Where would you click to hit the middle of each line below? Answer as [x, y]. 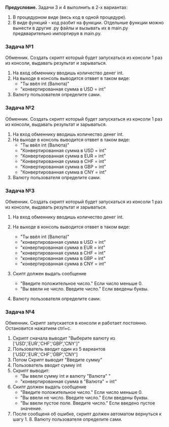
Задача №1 [20, 46]
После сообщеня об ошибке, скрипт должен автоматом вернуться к [87, 414]
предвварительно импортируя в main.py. [57, 33]
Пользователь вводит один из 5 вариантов [59, 349]
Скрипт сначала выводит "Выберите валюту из [64, 338]
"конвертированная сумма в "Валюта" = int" [69, 382]
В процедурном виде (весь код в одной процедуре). [70, 17]
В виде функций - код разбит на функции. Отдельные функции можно [88, 23]
